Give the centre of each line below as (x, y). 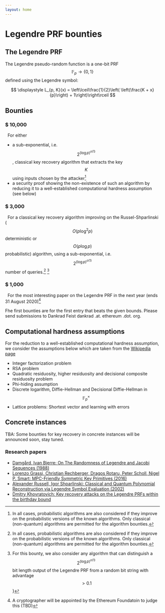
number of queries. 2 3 (27, 271)
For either (17, 135)
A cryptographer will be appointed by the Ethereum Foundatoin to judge (85, 601)
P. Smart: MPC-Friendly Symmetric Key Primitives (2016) (69, 478)
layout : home (18, 10)
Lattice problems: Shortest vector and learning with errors (71, 407)
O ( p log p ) (82, 246)
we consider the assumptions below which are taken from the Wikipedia (78, 349)
